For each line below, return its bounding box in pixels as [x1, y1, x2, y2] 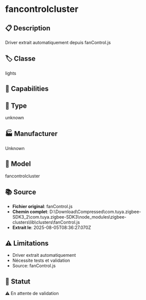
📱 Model [5, 160, 31, 168]
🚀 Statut [5, 277, 31, 286]
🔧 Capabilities [5, 84, 49, 93]
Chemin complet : [12, 209, 49, 215]
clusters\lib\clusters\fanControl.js [12, 220, 80, 225]
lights [5, 70, 16, 76]
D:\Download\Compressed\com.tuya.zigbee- [49, 209, 142, 215]
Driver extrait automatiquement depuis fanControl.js [5, 40, 111, 45]
